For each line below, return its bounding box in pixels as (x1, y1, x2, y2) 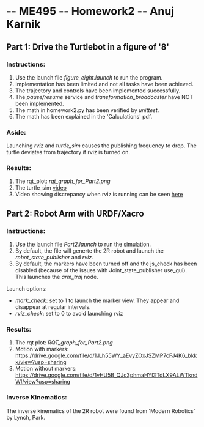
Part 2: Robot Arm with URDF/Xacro (6, 208, 145, 218)
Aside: (6, 128, 26, 136)
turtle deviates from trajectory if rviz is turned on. (6, 149, 130, 156)
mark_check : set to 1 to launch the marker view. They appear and (15, 297, 180, 304)
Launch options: (6, 285, 47, 292)
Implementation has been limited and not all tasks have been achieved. (15, 80, 194, 87)
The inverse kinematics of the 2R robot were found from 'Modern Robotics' (6, 407, 195, 414)
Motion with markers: (15, 346, 69, 353)
